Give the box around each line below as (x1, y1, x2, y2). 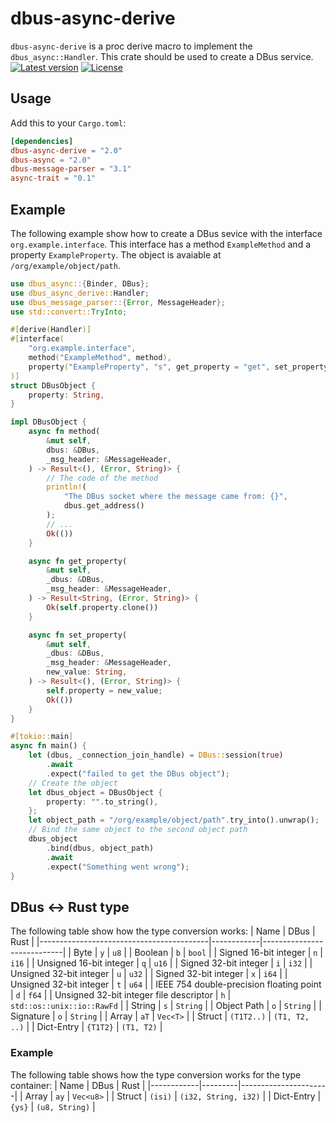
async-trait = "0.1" (10, 173, 97, 184)
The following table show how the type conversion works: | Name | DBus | (10, 925, 316, 937)
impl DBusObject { (10, 417, 87, 427)
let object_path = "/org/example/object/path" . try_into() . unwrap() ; (28, 815, 320, 826)
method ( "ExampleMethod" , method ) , (28, 353, 172, 363)
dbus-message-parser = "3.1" (10, 164, 132, 174)
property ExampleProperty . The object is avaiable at (10, 248, 222, 261)
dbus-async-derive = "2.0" (10, 145, 123, 156)
